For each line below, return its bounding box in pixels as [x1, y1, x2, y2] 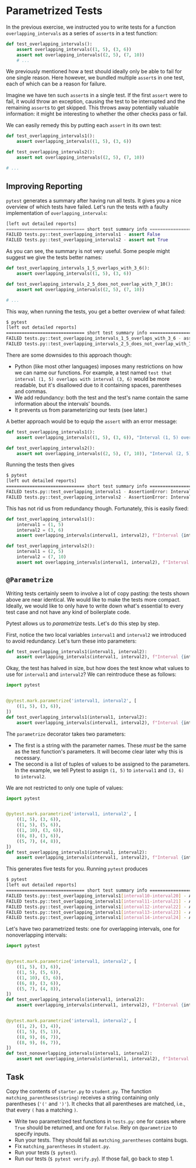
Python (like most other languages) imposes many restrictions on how [14, 363, 183, 370]
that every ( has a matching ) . [6, 1106, 78, 1114]
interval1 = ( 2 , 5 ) [16, 549, 64, 555]
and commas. [14, 388, 48, 395]
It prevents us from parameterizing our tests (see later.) [14, 406, 148, 414]
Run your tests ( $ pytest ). [14, 1149, 78, 1156]
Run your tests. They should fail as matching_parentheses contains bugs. [14, 1136, 188, 1143]
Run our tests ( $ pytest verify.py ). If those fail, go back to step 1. [14, 1155, 174, 1162]
